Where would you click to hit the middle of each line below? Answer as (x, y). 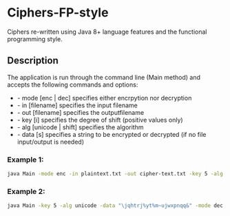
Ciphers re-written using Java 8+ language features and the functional (107, 32)
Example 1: (25, 160)
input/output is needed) (51, 142)
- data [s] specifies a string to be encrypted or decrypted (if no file (112, 134)
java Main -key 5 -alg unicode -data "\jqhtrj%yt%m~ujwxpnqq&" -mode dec (115, 206)
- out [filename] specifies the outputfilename (81, 112)
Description (33, 61)
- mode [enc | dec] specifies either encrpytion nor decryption (104, 98)
